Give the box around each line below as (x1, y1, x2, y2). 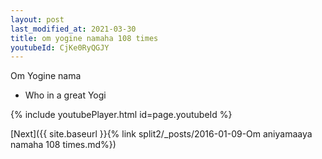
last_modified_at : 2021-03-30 (10, 24, 137, 34)
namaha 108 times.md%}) (10, 139, 117, 151)
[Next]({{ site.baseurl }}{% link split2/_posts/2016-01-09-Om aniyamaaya (10, 128, 313, 140)
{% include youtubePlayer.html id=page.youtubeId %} (10, 109, 233, 121)
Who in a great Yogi (24, 89, 107, 101)
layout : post (10, 14, 65, 25)
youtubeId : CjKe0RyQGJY (10, 42, 110, 53)
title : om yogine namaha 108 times (10, 33, 159, 43)
